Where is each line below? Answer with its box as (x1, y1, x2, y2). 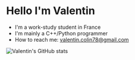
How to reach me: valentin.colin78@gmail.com (14, 36, 129, 43)
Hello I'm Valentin (6, 4, 95, 18)
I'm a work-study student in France (14, 24, 101, 31)
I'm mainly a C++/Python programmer (14, 29, 108, 36)
